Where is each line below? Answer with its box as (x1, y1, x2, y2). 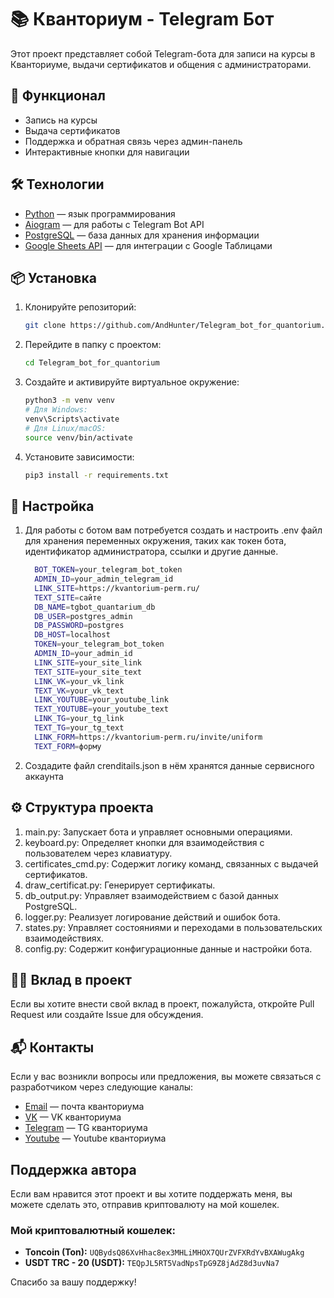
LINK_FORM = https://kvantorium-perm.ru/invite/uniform (34, 732, 263, 742)
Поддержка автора (10, 1161, 137, 1178)
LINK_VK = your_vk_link (34, 676, 125, 686)
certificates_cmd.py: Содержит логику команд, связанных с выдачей (24, 857, 319, 870)
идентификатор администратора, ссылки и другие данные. (24, 546, 279, 558)
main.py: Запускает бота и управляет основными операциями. (24, 826, 293, 838)
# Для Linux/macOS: (24, 423, 107, 433)
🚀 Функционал (10, 87, 106, 105)
